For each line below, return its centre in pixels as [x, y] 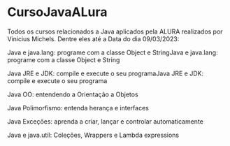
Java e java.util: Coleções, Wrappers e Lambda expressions [93, 135]
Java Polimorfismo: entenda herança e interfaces [78, 108]
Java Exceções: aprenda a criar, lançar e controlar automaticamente [106, 121]
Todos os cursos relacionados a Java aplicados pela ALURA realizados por [115, 31]
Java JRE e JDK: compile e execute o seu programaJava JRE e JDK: [106, 73]
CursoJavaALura [57, 12]
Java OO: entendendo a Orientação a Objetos [73, 94]
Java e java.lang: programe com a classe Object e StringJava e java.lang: [113, 52]
